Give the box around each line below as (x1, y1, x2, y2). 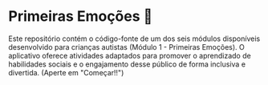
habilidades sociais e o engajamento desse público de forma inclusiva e (8, 59, 246, 69)
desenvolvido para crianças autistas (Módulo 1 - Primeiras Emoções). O (8, 42, 245, 51)
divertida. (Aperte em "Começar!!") (8, 67, 124, 77)
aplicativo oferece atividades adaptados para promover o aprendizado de (8, 51, 251, 60)
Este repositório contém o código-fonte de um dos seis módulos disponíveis (8, 34, 261, 43)
